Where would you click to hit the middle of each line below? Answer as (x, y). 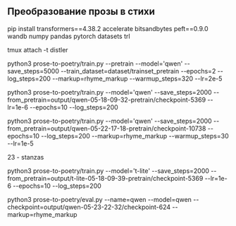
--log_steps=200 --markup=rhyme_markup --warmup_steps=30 (135, 136)
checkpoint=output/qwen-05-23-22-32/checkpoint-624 (89, 207)
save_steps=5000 (33, 71)
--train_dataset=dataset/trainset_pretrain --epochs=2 (138, 71)
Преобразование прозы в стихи (81, 12)
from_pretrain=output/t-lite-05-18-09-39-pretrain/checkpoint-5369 (105, 178)
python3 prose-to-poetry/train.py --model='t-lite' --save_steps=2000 (108, 171)
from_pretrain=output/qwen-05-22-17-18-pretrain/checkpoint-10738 (107, 128)
